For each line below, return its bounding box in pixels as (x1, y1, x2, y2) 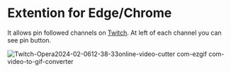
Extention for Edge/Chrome (7, 5, 172, 21)
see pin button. (7, 35, 52, 44)
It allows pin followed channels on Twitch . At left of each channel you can (7, 28, 222, 37)
